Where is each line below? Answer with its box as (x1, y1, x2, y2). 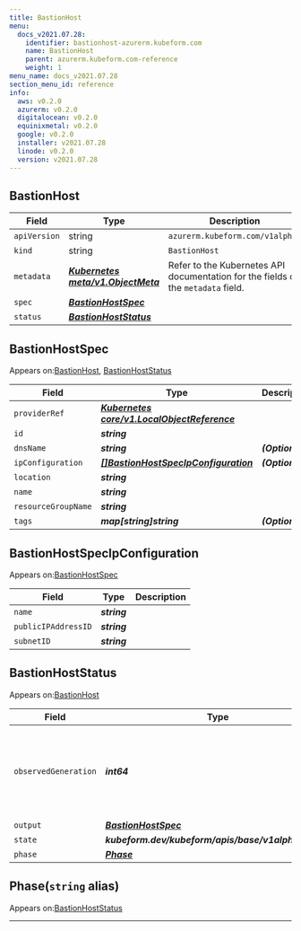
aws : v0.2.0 (17, 96, 63, 106)
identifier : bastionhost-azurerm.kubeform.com (25, 38, 202, 48)
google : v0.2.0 (17, 130, 74, 139)
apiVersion (13, 231, 60, 242)
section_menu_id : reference (9, 80, 115, 89)
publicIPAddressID (13, 621, 92, 631)
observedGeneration (13, 766, 97, 777)
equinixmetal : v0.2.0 (17, 122, 99, 131)
